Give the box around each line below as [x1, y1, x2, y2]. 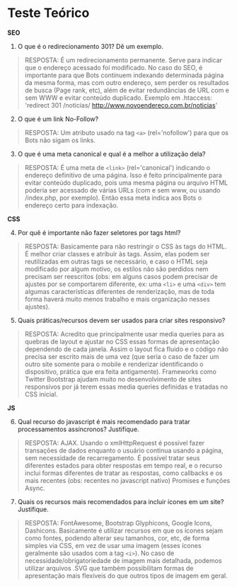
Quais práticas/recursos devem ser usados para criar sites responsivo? [17, 316, 226, 324]
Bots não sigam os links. [24, 136, 96, 144]
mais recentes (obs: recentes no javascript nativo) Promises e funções [24, 476, 231, 484]
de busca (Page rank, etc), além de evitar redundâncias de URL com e [24, 86, 230, 94]
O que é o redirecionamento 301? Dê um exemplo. [17, 42, 164, 50]
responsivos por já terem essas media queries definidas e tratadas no [24, 382, 229, 391]
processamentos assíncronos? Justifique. [17, 425, 139, 433]
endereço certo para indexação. [24, 200, 119, 210]
